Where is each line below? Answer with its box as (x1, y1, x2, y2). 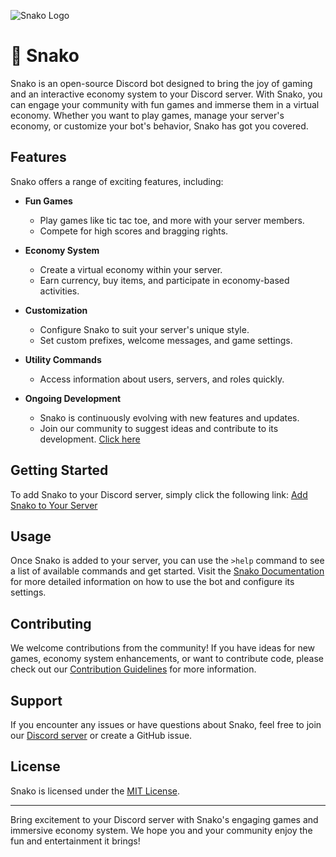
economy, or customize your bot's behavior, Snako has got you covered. (10, 120, 309, 132)
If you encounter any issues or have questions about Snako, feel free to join (10, 719, 322, 730)
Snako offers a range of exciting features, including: (10, 175, 224, 187)
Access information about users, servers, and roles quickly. (39, 373, 285, 385)
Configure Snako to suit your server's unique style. (39, 323, 250, 335)
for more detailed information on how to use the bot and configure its (10, 576, 295, 588)
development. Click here (39, 433, 141, 445)
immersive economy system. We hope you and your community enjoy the (10, 824, 313, 836)
